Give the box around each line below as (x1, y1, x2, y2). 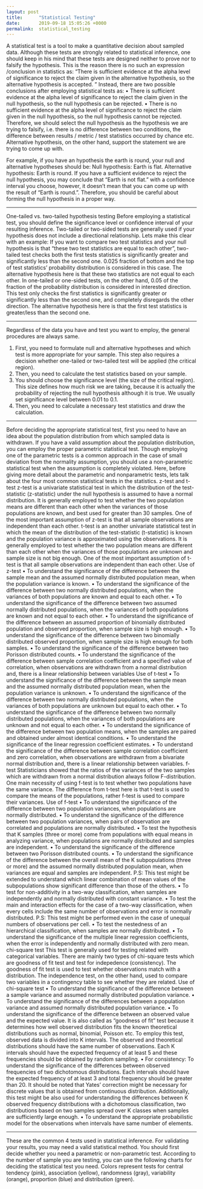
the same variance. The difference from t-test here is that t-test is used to (6, 786, 190, 793)
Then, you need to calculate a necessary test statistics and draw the (14, 403, 185, 410)
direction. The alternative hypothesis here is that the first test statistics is (6, 303, 187, 310)
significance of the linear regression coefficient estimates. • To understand (6, 741, 193, 748)
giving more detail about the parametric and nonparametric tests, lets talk (6, 471, 189, 478)
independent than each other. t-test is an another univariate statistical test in (6, 522, 196, 530)
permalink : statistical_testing (6, 25, 91, 32)
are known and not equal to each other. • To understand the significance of (6, 612, 194, 620)
